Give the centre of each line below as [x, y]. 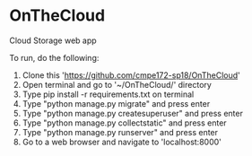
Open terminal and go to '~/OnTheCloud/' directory [117, 84]
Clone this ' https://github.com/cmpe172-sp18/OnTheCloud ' [131, 75]
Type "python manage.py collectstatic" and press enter [124, 123]
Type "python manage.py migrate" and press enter [116, 103]
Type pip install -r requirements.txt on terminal [108, 94]
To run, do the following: [54, 57]
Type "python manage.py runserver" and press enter [120, 132]
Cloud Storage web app [53, 40]
